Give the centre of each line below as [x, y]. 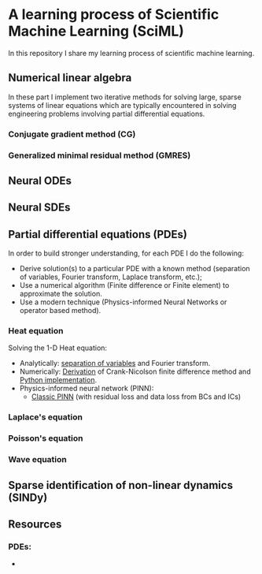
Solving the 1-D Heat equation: [58, 348]
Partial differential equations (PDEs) [98, 234]
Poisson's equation [46, 438]
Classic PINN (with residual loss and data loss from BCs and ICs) [136, 397]
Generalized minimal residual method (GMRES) [100, 155]
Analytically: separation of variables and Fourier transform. [115, 363]
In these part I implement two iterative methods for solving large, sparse [125, 97]
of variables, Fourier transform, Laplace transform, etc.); [111, 277]
